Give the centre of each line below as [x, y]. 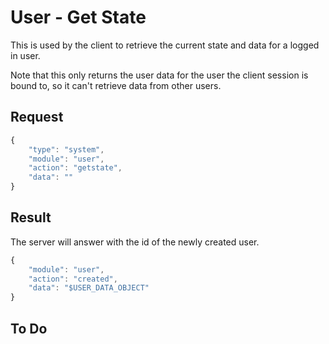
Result [31, 217]
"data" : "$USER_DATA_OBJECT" [89, 288]
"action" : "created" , [73, 279]
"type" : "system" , [66, 149]
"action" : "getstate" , [75, 168]
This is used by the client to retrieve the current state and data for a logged [165, 45]
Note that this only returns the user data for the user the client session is [159, 75]
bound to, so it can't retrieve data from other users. [116, 85]
